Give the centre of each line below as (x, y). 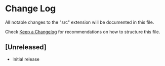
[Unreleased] (26, 47)
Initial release (26, 59)
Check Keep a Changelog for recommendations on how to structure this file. (83, 32)
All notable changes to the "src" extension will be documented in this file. (80, 22)
